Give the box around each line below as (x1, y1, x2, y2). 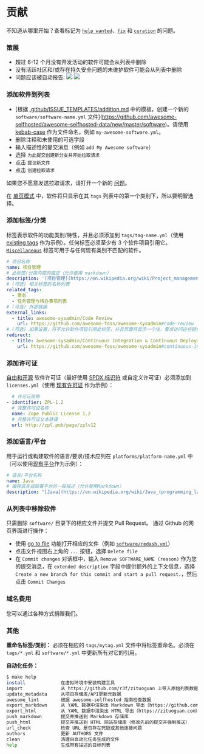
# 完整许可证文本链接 (12, 416, 58, 423)
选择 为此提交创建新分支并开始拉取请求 (15, 151, 100, 158)
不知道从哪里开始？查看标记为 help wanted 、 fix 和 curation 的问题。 (6, 27, 179, 34)
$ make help (6, 674, 36, 680)
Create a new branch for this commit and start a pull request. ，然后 (15, 570, 197, 578)
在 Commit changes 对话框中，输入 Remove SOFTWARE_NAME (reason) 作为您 (15, 555, 197, 562)
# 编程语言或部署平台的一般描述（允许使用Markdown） (6, 483, 124, 489)
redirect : (6, 332, 32, 338)
